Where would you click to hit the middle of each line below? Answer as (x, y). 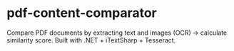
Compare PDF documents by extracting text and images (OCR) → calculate (117, 33)
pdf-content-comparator (82, 13)
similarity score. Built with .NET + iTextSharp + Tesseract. (91, 40)
